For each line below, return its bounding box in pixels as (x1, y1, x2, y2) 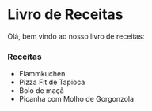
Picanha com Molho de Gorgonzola (18, 94, 135, 104)
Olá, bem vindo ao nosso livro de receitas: (7, 31, 145, 41)
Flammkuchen (18, 69, 66, 79)
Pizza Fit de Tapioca (18, 77, 85, 87)
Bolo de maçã (18, 86, 64, 95)
